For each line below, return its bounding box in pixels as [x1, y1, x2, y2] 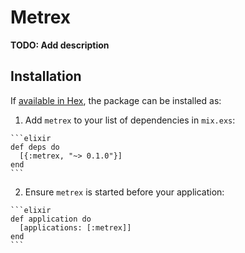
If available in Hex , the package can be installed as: [10, 94, 222, 106]
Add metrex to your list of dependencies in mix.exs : [24, 114, 236, 126]
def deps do [10, 142, 60, 152]
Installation [10, 68, 82, 85]
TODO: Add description [10, 39, 110, 51]
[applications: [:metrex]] [19, 222, 132, 233]
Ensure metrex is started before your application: [24, 186, 225, 198]
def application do [10, 214, 92, 224]
